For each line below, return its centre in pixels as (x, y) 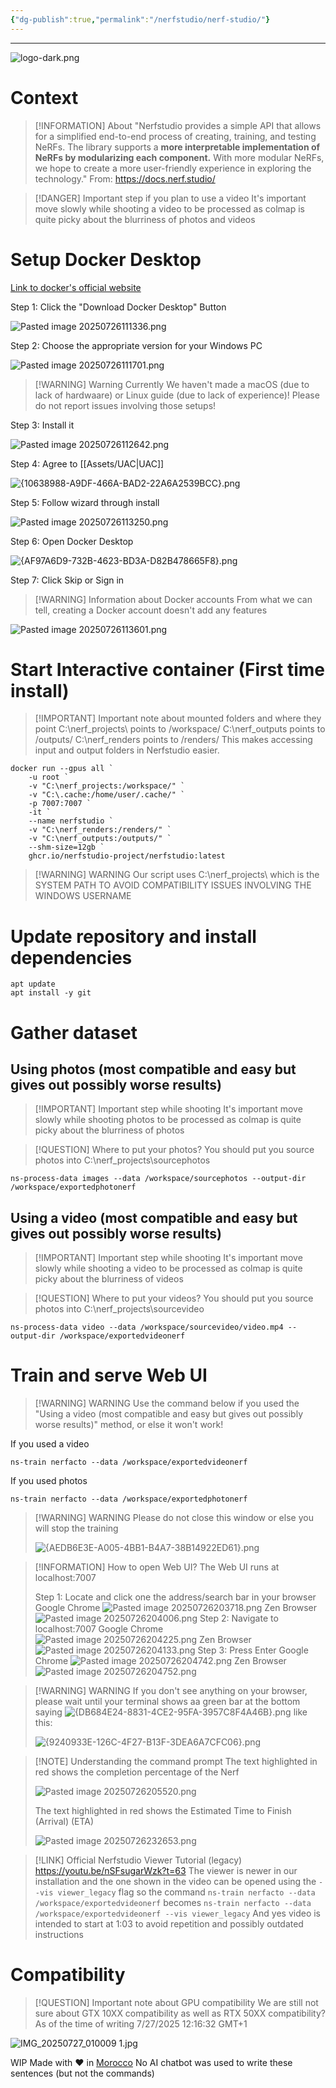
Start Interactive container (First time (168, 669)
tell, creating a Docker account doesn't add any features (151, 610)
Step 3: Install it (42, 425)
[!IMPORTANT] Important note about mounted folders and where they (178, 718)
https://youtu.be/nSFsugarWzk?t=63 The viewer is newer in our (166, 1871)
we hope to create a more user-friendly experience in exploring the (173, 168)
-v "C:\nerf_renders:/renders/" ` (100, 830)
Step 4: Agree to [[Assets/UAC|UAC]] (87, 463)
